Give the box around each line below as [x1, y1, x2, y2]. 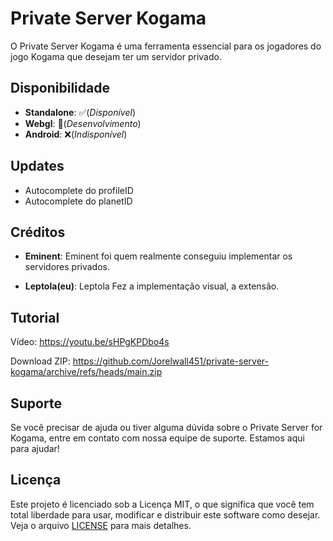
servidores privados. [24, 261, 111, 273]
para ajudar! [10, 443, 60, 454]
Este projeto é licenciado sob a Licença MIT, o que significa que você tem [10, 498, 315, 510]
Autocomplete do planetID [24, 195, 133, 207]
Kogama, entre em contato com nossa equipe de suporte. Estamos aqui [10, 432, 305, 444]
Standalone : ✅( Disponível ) [24, 106, 137, 118]
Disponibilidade [10, 80, 110, 97]
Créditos [10, 223, 66, 241]
